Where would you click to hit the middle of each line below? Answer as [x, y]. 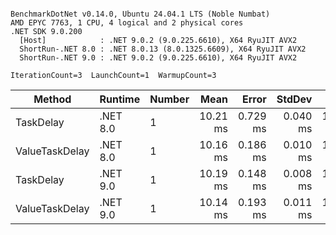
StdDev [294, 99]
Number [169, 99]
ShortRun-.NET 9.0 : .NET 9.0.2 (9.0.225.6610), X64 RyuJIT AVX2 [158, 58]
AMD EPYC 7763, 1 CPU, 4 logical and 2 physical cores [127, 23]
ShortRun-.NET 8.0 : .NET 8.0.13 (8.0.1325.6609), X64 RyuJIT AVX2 [163, 49]
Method [52, 99]
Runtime [120, 99]
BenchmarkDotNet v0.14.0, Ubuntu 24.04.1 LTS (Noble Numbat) [140, 14]
